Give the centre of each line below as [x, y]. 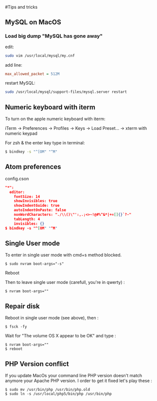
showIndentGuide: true [37, 206]
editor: [17, 192]
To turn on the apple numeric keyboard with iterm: [55, 119]
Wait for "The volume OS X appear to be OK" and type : [61, 336]
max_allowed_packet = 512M [32, 74]
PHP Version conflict [37, 364]
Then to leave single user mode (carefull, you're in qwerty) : [65, 282]
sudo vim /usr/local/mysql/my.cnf [40, 55]
